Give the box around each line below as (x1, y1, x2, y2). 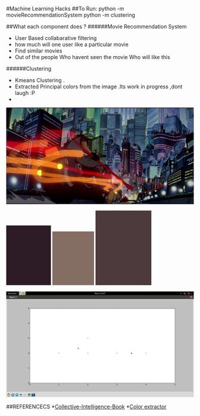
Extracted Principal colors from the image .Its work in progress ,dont (14, 83, 183, 90)
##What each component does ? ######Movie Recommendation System (6, 23, 187, 30)
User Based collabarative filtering (14, 35, 97, 41)
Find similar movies (14, 47, 62, 54)
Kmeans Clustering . (14, 77, 65, 84)
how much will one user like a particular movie (14, 41, 129, 48)
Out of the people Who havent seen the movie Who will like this (14, 54, 171, 60)
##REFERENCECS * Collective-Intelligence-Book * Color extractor (6, 403, 167, 410)
